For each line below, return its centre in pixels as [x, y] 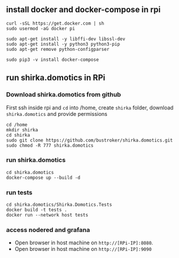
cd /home [17, 125]
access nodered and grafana [48, 230]
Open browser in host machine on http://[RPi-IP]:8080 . [84, 243]
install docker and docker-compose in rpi [83, 10]
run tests [19, 192]
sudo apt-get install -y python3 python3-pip [63, 44]
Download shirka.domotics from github [64, 95]
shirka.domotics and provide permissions [57, 114]
